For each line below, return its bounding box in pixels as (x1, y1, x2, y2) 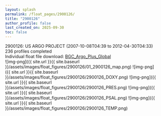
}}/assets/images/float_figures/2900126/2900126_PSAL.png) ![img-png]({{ (5, 95, 155, 100)
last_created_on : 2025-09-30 (5, 25, 64, 30)
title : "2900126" (5, 16, 40, 21)
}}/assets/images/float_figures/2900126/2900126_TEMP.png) (5, 105, 128, 111)
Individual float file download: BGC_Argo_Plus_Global (5, 54, 111, 59)
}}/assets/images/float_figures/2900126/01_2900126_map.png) (5, 64, 132, 70)
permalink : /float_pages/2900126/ (5, 12, 75, 17)
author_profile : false (5, 20, 51, 26)
